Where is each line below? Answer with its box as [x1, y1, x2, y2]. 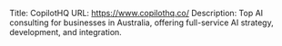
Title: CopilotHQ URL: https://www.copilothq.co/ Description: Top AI [9, 8, 264, 18]
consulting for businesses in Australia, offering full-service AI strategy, [9, 17, 275, 28]
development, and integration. [9, 27, 123, 37]
